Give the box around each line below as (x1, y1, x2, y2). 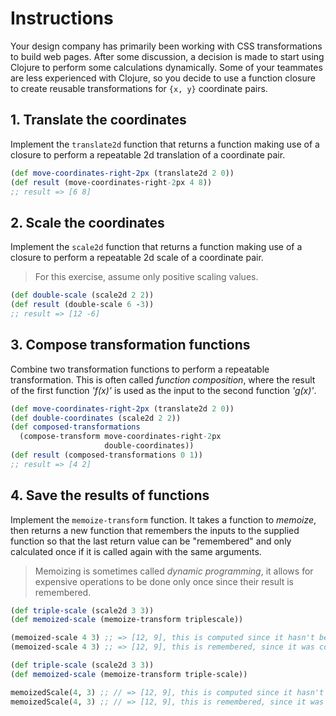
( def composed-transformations (10, 422, 141, 432)
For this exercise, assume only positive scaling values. (34, 271, 259, 283)
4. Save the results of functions (10, 487, 210, 504)
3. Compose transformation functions (10, 337, 251, 354)
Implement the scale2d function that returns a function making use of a (10, 241, 303, 253)
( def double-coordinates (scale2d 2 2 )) (10, 413, 182, 423)
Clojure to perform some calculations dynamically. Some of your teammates (10, 61, 323, 73)
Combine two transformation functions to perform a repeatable (10, 363, 270, 375)
